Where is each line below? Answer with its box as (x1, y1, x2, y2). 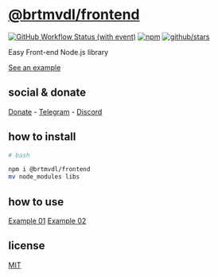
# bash (8, 151, 30, 159)
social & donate (8, 86, 87, 99)
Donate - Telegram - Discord (8, 107, 103, 116)
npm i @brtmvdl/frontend (8, 166, 91, 174)
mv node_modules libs (8, 173, 80, 181)
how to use (8, 195, 64, 209)
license (8, 239, 45, 252)
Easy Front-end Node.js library (8, 47, 109, 57)
